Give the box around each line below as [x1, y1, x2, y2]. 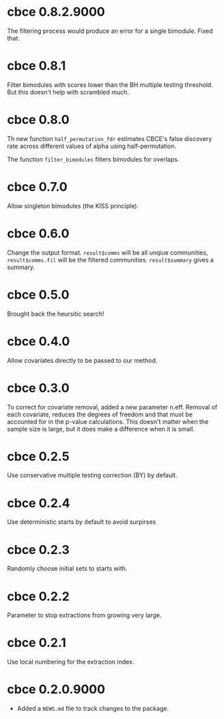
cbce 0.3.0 [7, 380, 70, 396]
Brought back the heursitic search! [7, 310, 104, 318]
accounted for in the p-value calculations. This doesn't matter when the [7, 417, 209, 425]
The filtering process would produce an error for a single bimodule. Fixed [7, 27, 213, 35]
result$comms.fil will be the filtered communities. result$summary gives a [7, 255, 214, 264]
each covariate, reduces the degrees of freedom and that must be [7, 410, 193, 418]
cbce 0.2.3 [7, 542, 70, 557]
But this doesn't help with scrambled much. [7, 88, 130, 96]
